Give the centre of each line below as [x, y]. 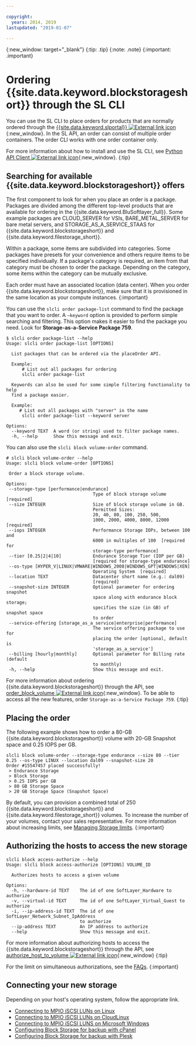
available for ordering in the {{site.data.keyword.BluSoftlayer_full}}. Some [94, 212]
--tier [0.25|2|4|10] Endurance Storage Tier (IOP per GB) [97, 556]
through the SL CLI [79, 105]
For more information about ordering [50, 681]
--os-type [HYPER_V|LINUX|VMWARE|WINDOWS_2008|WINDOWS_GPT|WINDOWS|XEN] [99, 566]
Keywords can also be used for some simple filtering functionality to [101, 385]
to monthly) [107, 665]
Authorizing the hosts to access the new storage [97, 846]
